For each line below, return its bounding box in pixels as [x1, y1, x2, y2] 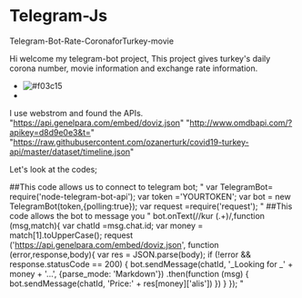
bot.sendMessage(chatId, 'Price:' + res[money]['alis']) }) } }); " [9, 278, 244, 289]
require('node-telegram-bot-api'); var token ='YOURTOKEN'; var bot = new [9, 191, 291, 202]
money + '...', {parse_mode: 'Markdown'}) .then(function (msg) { [9, 268, 249, 279]
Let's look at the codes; [9, 164, 98, 174]
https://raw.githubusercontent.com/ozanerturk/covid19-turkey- [13, 136, 249, 147]
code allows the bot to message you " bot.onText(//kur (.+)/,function [9, 210, 266, 221]
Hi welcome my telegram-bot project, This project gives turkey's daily [9, 53, 271, 64]
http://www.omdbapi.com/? [189, 117, 293, 128]
